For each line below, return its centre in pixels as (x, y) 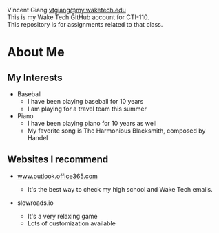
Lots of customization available (71, 223)
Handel (38, 138)
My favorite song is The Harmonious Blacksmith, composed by (116, 131)
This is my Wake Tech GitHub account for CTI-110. (79, 17)
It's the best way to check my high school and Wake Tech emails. (120, 189)
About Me (36, 53)
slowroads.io (35, 203)
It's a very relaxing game (62, 216)
